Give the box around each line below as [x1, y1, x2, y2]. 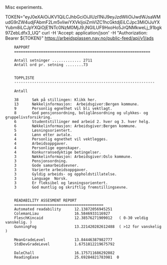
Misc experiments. [5, 4, 43, 10]
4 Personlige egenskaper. [14, 145, 81, 150]
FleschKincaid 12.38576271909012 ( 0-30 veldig [14, 215, 149, 220]
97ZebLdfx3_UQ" [5, 30, 41, 35]
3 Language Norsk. [14, 176, 68, 181]
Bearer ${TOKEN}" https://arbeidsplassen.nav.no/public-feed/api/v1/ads [5, 35, 154, 41]
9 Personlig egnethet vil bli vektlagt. [14, 106, 113, 111]
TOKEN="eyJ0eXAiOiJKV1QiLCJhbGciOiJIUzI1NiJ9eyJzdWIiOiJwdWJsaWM [5, 14, 161, 19]
